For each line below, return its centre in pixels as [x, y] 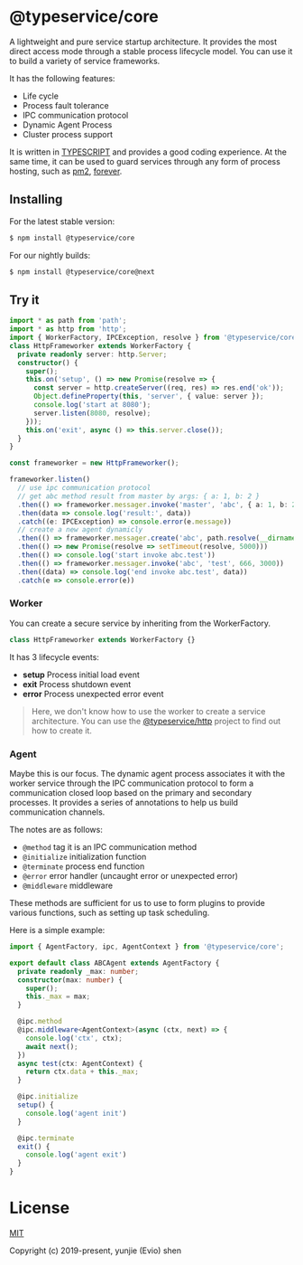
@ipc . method [40, 1022]
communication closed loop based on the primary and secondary [131, 793]
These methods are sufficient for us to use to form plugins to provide [138, 903]
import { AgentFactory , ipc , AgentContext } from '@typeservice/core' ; [147, 947]
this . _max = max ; [58, 996]
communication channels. [57, 812]
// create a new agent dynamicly [80, 530]
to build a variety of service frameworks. [85, 61]
